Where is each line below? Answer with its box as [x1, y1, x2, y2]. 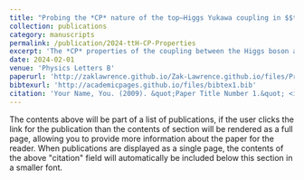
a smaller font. [9, 162, 63, 173]
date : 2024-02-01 [9, 55, 75, 64]
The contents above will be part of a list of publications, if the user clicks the [9, 114, 294, 125]
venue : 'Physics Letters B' [9, 64, 116, 73]
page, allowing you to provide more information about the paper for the [9, 133, 274, 144]
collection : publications [9, 22, 107, 31]
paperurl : [9, 72, 47, 81]
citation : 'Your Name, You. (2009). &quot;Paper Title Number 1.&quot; [9, 89, 285, 98]
